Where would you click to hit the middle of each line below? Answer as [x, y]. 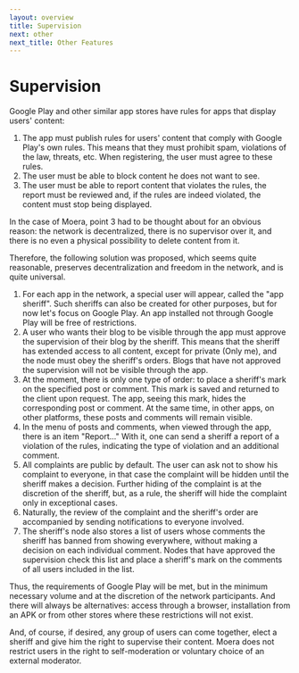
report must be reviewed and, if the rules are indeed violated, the [141, 195]
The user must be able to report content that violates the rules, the [144, 186]
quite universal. [37, 277]
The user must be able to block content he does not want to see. [141, 176]
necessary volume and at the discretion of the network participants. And [142, 596]
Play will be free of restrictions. [79, 323]
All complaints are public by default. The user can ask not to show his [150, 465]
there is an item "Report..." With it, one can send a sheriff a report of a [150, 436]
